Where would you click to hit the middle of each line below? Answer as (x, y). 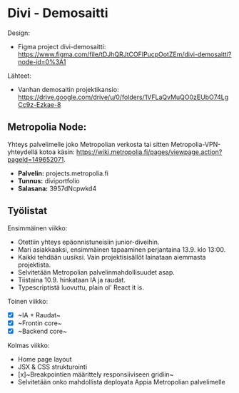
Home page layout (45, 359)
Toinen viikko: (28, 301)
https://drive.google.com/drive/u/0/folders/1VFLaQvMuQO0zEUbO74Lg (123, 97)
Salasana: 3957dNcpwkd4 (57, 188)
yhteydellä (22, 152)
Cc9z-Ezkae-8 (39, 104)
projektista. (34, 265)
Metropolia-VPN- (196, 144)
